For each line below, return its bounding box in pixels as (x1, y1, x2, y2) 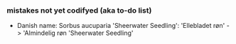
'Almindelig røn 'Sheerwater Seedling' (23, 29, 134, 37)
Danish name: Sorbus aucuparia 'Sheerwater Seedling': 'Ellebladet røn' (16, 22, 225, 30)
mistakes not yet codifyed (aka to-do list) (6, 6, 152, 15)
